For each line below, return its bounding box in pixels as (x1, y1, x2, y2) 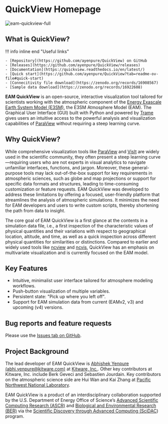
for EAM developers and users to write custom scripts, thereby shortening (5, 202, 159, 208)
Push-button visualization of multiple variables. (12, 288, 110, 294)
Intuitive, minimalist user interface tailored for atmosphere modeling (12, 277, 153, 284)
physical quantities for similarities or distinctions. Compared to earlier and (5, 239, 158, 245)
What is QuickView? (5, 35, 70, 43)
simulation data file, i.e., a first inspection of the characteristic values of (5, 222, 153, 228)
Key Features (5, 264, 48, 272)
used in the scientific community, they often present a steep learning (5, 154, 148, 160)
